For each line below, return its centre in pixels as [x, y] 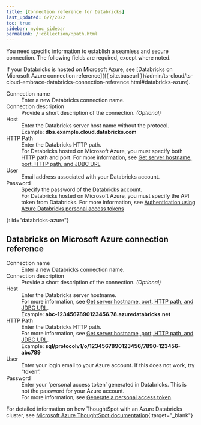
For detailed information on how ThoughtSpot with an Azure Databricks [94, 409]
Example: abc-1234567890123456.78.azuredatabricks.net [96, 314]
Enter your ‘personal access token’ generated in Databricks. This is [104, 384]
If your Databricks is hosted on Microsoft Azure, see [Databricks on [89, 69]
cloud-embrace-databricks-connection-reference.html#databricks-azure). [98, 82]
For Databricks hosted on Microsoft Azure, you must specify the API [105, 196]
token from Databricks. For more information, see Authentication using [108, 203]
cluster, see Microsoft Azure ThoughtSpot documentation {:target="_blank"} [100, 415]
